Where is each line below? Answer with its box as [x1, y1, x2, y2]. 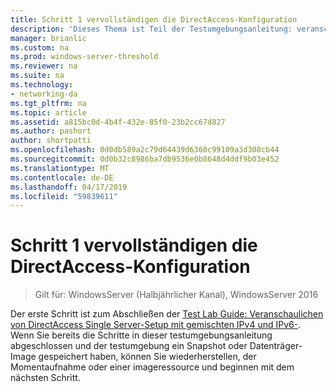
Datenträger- [249, 340, 303, 352]
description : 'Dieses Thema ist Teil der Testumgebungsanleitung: [10, 24, 293, 34]
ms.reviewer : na [10, 61, 78, 71]
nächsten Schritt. [10, 372, 81, 384]
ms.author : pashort [10, 126, 92, 136]
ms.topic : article [10, 107, 87, 118]
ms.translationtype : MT [10, 163, 110, 173]
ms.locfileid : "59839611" [10, 191, 118, 201]
